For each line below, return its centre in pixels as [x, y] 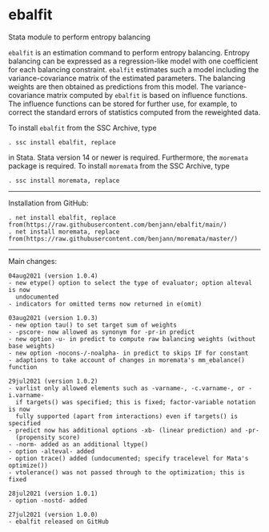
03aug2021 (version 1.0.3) [53, 318]
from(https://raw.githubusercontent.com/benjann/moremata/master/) [123, 238]
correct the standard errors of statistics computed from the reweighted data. [134, 112]
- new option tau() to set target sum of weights [93, 325]
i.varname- [26, 395]
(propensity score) [48, 437]
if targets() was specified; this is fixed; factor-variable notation [136, 402]
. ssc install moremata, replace [64, 181]
